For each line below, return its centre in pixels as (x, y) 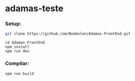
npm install (17, 47)
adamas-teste (34, 9)
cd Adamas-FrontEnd (25, 43)
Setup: (13, 24)
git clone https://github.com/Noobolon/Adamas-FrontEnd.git (68, 34)
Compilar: (17, 63)
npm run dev (17, 51)
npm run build (20, 74)
